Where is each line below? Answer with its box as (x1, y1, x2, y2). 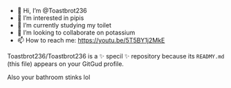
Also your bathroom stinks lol (7, 73, 91, 81)
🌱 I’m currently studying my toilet (17, 21, 112, 29)
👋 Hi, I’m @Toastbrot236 (17, 7, 88, 14)
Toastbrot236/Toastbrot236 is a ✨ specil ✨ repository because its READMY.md (7, 52, 225, 60)
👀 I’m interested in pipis (17, 14, 84, 22)
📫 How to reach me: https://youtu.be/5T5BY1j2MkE (17, 36, 165, 44)
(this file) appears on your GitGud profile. (7, 60, 124, 68)
